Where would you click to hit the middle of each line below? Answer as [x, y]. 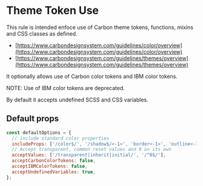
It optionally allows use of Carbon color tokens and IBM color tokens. [92, 76]
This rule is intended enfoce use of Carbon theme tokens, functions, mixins [100, 27]
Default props [33, 119]
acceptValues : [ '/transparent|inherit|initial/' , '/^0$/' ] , [89, 155]
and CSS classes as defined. [42, 33]
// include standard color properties [61, 138]
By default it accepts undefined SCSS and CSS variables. [77, 100]
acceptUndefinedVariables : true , [54, 172]
